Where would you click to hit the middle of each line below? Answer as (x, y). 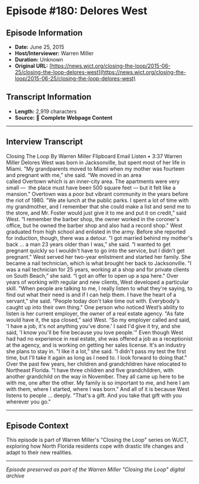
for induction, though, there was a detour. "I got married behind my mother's (99, 238)
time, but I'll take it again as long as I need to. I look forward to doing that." (97, 357)
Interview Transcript (44, 142)
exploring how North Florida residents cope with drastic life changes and (95, 446)
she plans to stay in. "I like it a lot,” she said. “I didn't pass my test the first (96, 351)
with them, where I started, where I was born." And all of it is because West (98, 389)
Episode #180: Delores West (77, 11)
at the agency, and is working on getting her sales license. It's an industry (96, 345)
